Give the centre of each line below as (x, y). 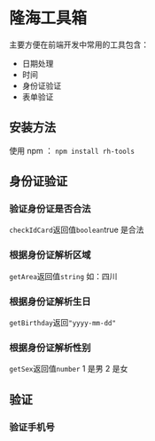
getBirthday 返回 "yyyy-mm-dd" (63, 323)
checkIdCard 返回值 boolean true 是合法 (77, 230)
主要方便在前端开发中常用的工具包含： (79, 44)
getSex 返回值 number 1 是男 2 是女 (69, 369)
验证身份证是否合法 (50, 209)
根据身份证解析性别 (50, 348)
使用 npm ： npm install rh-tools (72, 150)
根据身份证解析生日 (50, 301)
